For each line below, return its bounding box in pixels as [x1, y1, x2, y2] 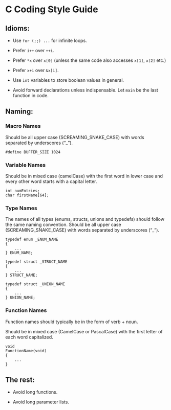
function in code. [12, 93, 49, 98]
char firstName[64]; [5, 193, 50, 198]
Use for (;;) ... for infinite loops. [12, 37, 87, 43]
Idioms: [5, 24, 30, 33]
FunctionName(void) [5, 348, 47, 353]
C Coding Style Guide [5, 4, 98, 15]
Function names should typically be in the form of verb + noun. [5, 318, 138, 325]
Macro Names [5, 123, 41, 130]
